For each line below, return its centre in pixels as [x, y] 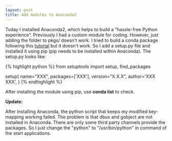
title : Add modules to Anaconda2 [41, 15]
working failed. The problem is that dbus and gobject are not [89, 117]
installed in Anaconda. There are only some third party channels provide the [85, 122]
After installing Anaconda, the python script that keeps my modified [77, 111]
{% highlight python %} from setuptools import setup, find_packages [78, 66]
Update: [14, 101]
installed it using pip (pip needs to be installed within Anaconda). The [78, 51]
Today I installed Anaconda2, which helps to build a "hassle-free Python [81, 29]
